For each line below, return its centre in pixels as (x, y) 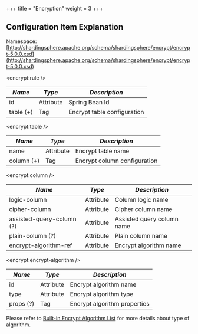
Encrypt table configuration (106, 112)
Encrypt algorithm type (102, 294)
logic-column (28, 199)
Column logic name (141, 199)
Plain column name (141, 235)
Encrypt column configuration (116, 161)
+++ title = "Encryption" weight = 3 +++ (55, 9)
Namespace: (22, 41)
